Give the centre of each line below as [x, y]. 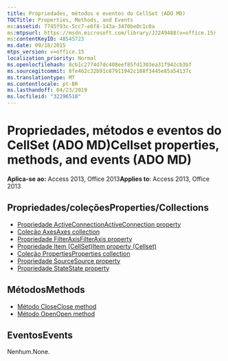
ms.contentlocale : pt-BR [43, 84]
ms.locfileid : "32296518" [44, 97]
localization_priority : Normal [52, 58]
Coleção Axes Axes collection [58, 232]
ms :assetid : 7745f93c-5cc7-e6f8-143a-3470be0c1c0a [81, 26]
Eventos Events [40, 335]
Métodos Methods [46, 290]
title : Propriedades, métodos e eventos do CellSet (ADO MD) [96, 13]
